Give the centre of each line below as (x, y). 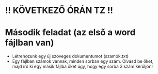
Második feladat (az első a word (70, 33)
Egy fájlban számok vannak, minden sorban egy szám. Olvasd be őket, (83, 61)
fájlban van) (30, 43)
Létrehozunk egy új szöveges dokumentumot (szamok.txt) (70, 56)
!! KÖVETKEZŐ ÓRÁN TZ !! (59, 10)
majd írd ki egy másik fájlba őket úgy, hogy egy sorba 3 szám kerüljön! (82, 67)
